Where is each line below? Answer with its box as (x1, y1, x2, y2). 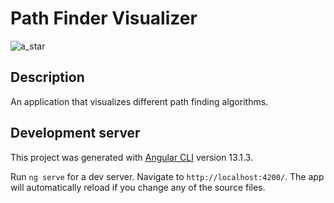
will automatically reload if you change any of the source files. (10, 181, 266, 193)
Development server (10, 125, 141, 142)
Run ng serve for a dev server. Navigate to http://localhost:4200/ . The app (10, 170, 325, 182)
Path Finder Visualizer (10, 7, 198, 30)
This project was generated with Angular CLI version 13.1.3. (10, 151, 253, 163)
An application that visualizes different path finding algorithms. (10, 95, 269, 107)
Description (10, 69, 85, 86)
